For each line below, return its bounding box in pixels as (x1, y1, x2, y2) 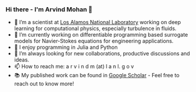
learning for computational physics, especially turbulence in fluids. (14, 25, 177, 32)
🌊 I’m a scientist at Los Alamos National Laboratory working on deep (14, 19, 181, 26)
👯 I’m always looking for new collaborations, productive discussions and (14, 50, 190, 57)
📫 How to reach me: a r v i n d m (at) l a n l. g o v (14, 63, 134, 70)
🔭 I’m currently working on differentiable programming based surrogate (14, 31, 188, 38)
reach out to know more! (14, 80, 75, 87)
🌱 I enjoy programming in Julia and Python (14, 44, 118, 51)
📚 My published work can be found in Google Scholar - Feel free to (14, 72, 180, 79)
